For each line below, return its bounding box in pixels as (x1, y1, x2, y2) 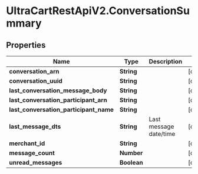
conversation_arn (9, 68, 60, 75)
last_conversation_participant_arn (9, 96, 107, 104)
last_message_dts (9, 122, 61, 130)
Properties (6, 40, 46, 50)
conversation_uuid (9, 77, 63, 85)
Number (119, 149, 143, 157)
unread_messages (9, 159, 62, 166)
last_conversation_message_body (9, 86, 107, 95)
